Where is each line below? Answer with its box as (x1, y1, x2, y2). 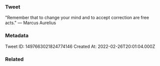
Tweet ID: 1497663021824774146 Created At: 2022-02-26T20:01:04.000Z (5, 43, 156, 49)
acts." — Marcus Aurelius (5, 20, 56, 26)
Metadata (5, 32, 28, 39)
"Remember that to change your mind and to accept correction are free (5, 15, 149, 21)
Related (5, 56, 24, 63)
